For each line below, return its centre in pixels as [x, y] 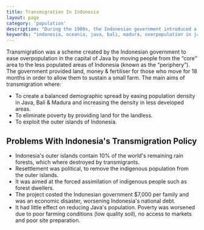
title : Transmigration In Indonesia [53, 12]
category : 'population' [36, 23]
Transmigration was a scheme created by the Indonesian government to [96, 52]
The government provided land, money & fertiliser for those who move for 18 [102, 71]
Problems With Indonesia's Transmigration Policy [102, 141]
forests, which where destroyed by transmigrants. [77, 162]
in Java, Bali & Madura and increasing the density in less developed [99, 103]
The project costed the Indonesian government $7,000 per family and [102, 194]
